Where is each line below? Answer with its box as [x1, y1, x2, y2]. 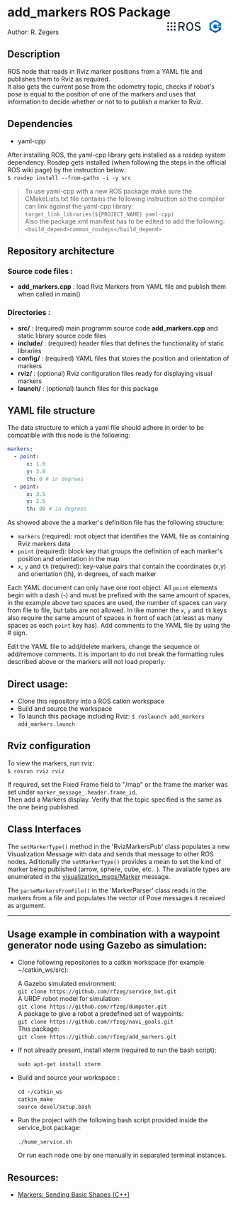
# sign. [7, 629, 28, 637]
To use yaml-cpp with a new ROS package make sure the [24, 187, 193, 195]
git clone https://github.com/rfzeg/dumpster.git [17, 1003, 168, 1011]
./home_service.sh [17, 1139, 72, 1146]
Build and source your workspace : [17, 1073, 120, 1082]
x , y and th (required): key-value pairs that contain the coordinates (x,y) [17, 562, 227, 571]
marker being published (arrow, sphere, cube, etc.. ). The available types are [7, 865, 231, 873]
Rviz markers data [17, 540, 71, 548]
